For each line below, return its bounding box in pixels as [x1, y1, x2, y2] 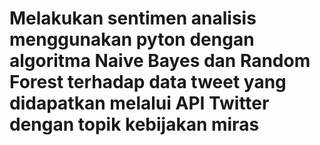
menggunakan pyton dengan [9, 28, 255, 51]
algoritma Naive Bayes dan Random [9, 50, 311, 72]
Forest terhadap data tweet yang [9, 71, 287, 94]
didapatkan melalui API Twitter [9, 92, 270, 115]
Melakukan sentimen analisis [9, 7, 257, 30]
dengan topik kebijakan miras [9, 113, 260, 136]
